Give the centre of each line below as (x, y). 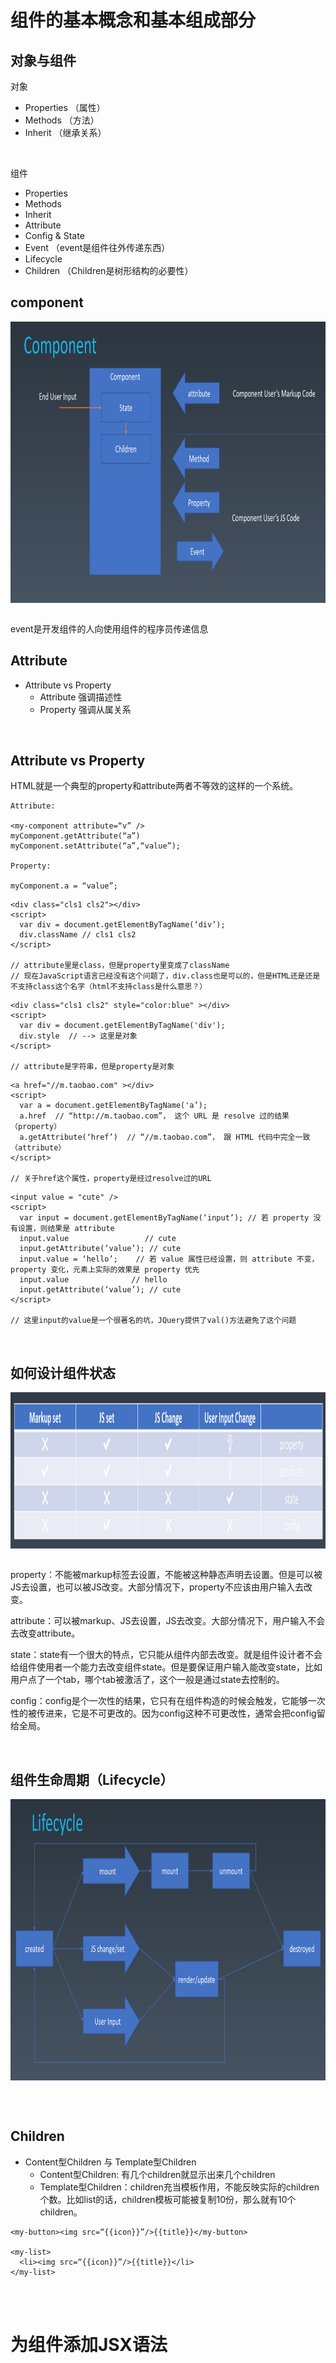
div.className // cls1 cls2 (78, 935)
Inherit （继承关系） (65, 132)
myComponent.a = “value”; (64, 886)
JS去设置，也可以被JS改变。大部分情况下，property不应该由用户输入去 (157, 1587)
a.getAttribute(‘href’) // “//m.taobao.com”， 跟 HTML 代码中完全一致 (165, 1137)
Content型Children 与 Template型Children (110, 2162)
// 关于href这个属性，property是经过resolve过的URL (111, 1179)
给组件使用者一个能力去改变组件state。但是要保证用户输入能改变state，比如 (166, 1667)
